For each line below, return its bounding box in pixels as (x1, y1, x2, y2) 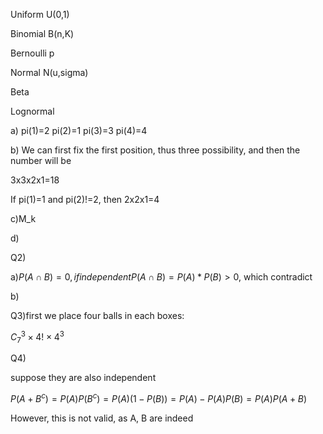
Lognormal (10, 105, 55, 117)
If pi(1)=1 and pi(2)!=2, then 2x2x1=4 (10, 194, 160, 205)
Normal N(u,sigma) (10, 67, 89, 78)
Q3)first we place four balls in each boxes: (10, 310, 185, 321)
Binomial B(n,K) (10, 28, 75, 39)
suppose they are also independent (10, 372, 157, 384)
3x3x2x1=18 (10, 174, 60, 186)
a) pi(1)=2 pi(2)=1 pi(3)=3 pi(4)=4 (10, 125, 148, 136)
